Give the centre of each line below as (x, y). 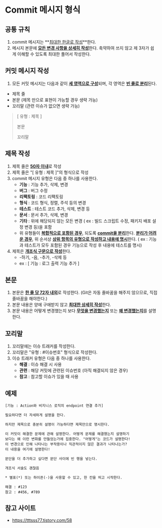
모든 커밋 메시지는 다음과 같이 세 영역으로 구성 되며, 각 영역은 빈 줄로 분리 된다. (84, 83)
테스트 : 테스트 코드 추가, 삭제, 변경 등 (55, 209)
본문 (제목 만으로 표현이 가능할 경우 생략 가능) (55, 99)
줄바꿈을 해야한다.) (29, 298)
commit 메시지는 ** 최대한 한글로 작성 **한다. (54, 42)
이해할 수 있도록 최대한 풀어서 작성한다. (54, 54)
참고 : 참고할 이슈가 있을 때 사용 (49, 377)
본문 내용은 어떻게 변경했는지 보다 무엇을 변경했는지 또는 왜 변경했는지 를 (80, 311)
